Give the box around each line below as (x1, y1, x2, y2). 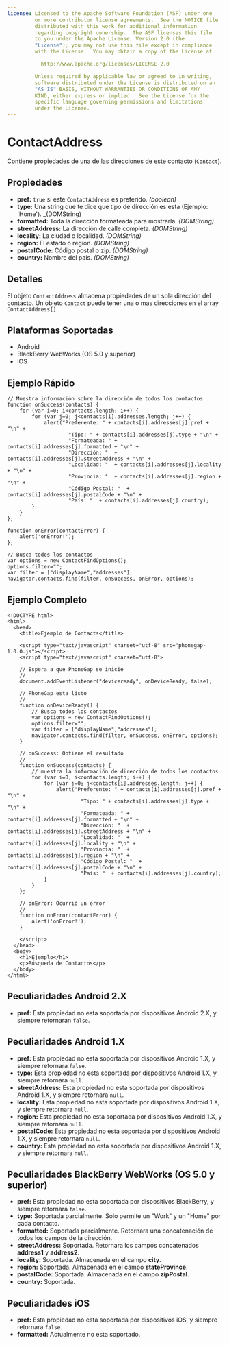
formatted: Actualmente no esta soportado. (16, 1331, 141, 1339)
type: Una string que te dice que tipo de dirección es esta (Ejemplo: (16, 202, 208, 210)
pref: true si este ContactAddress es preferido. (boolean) (16, 195, 176, 203)
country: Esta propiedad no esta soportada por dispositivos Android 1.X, (16, 1141, 221, 1150)
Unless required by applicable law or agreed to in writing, (34, 73, 213, 80)
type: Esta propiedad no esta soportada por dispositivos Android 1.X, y (16, 1069, 217, 1077)
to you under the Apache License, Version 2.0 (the (34, 36, 185, 43)
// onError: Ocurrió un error (19, 900, 106, 907)
